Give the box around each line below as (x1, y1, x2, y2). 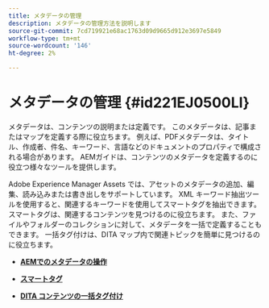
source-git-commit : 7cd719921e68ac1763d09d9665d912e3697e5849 (8, 27, 221, 35)
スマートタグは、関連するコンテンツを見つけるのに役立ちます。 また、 (8, 209, 243, 219)
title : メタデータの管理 (8, 11, 82, 20)
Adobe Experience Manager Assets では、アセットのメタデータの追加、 (8, 179, 248, 189)
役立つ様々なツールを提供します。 (8, 162, 121, 172)
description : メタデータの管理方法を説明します (8, 19, 151, 27)
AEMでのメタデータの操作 (19, 256, 107, 266)
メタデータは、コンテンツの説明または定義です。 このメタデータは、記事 (8, 122, 250, 131)
